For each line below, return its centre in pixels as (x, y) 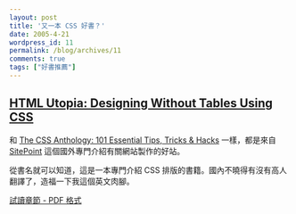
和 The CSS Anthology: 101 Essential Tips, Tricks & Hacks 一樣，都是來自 (143, 140)
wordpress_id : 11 (41, 42)
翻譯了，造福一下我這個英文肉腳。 (72, 181)
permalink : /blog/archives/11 (66, 51)
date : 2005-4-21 (39, 34)
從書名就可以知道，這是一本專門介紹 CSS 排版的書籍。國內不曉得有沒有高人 (148, 169)
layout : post (33, 17)
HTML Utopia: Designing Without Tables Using (141, 103)
